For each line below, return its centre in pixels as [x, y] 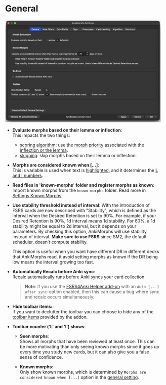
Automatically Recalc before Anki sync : [54, 272]
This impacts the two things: [41, 135]
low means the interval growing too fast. [53, 262]
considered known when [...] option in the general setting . [79, 377]
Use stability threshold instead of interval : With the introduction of [81, 205]
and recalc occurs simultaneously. [60, 297]
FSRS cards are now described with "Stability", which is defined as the [84, 211]
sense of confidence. [41, 357]
